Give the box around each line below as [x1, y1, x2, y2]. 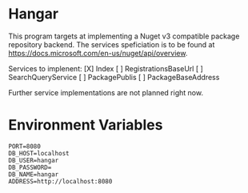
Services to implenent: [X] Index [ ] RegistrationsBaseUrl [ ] [8, 63, 204, 73]
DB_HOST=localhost [8, 149, 70, 157]
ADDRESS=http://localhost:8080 [8, 177, 113, 185]
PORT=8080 [8, 142, 42, 151]
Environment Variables [8, 116, 163, 135]
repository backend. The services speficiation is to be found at [8, 39, 215, 49]
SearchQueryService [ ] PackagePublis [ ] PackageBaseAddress [8, 72, 220, 82]
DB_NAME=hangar [8, 170, 59, 179]
